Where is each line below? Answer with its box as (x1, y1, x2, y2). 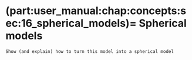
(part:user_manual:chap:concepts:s (5, 4, 186, 18)
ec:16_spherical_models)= (5, 16, 137, 30)
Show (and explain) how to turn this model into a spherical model (5, 48, 174, 54)
